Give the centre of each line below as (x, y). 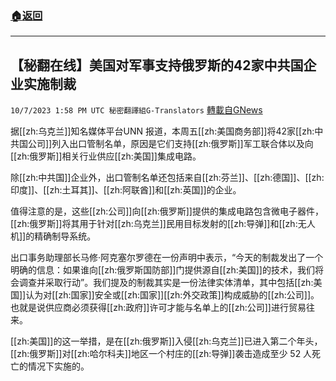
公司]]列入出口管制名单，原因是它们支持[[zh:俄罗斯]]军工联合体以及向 (170, 144)
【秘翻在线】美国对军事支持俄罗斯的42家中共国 (157, 65)
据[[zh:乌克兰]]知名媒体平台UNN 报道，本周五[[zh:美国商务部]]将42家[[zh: (162, 131)
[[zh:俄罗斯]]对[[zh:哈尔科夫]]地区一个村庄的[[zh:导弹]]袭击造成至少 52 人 (161, 354)
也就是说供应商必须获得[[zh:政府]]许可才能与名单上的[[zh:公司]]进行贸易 (158, 308)
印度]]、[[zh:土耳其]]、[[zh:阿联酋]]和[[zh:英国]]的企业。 (126, 190)
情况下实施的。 (58, 366)
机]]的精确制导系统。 (53, 236)
